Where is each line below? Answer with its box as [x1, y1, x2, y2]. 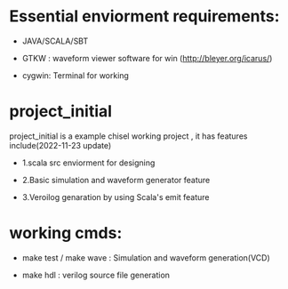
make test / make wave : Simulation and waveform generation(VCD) [21, 252, 271, 263]
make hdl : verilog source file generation [21, 269, 171, 280]
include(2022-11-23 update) [9, 140, 112, 150]
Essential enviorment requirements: [9, 6, 280, 27]
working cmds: [9, 223, 123, 244]
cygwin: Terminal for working [21, 69, 129, 81]
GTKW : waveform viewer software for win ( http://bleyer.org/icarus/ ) [21, 52, 273, 63]
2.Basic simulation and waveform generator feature [21, 174, 211, 185]
